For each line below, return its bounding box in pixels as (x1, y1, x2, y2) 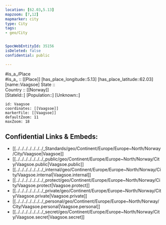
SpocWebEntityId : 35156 (5, 44, 55, 49)
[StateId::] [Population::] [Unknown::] (5, 92, 80, 98)
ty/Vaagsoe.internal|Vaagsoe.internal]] (12, 172, 91, 178)
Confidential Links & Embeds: (5, 133, 98, 141)
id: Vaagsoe (5, 101, 30, 107)
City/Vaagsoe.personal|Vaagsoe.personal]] (12, 204, 101, 210)
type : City (5, 21, 28, 26)
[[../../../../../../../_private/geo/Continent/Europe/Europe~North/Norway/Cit (12, 188, 162, 194)
